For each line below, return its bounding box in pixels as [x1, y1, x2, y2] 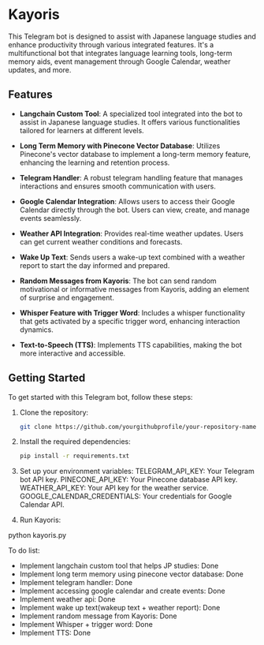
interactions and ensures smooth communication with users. [19, 181, 217, 191]
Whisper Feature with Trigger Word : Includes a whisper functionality [19, 308, 246, 317]
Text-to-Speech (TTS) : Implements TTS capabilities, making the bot [19, 340, 243, 349]
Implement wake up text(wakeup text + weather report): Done [19, 603, 221, 613]
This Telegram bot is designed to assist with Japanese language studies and [8, 32, 256, 41]
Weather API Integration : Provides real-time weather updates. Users [19, 229, 244, 238]
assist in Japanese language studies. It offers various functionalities [19, 117, 240, 127]
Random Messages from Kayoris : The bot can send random [19, 276, 217, 285]
